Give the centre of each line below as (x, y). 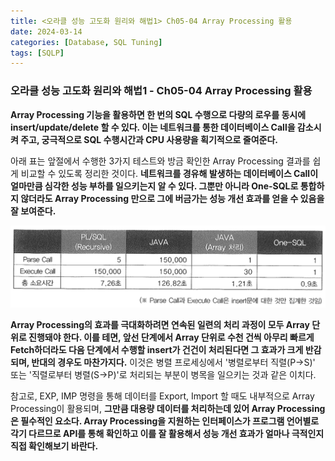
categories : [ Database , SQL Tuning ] (86, 42)
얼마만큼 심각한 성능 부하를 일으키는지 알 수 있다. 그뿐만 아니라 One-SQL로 (154, 186)
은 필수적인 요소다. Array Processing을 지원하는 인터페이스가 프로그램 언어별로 (165, 421)
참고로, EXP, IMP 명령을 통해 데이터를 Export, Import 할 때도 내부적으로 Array (162, 396)
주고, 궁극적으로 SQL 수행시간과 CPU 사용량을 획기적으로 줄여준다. (149, 139)
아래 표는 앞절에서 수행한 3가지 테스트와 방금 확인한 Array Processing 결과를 (160, 161)
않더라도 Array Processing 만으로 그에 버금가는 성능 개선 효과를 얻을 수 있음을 (172, 198)
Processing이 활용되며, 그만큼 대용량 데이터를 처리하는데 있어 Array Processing (168, 408)
